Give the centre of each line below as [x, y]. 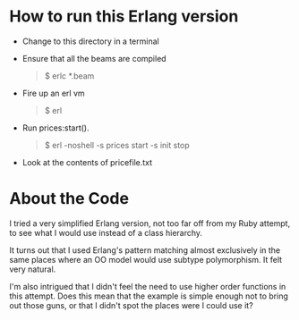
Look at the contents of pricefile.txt [87, 162]
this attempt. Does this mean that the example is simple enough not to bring [149, 296]
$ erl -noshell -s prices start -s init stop [117, 145]
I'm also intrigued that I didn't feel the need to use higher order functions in [148, 286]
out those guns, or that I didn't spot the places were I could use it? [131, 305]
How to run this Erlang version [124, 17]
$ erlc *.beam [69, 76]
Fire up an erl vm [53, 93]
